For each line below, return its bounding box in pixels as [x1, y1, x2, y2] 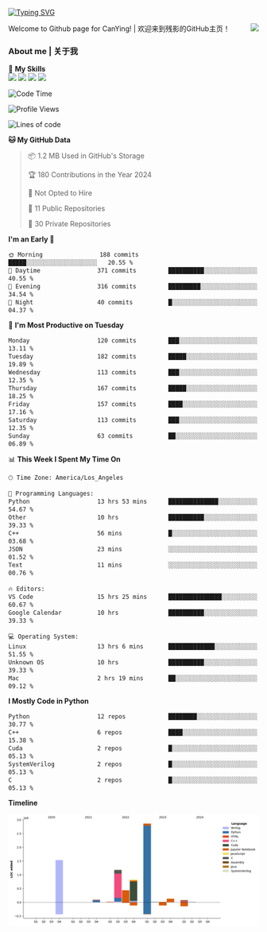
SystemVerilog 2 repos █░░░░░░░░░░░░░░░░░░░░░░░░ [8, 760, 258, 768]
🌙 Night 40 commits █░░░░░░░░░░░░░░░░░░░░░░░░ [8, 299, 258, 307]
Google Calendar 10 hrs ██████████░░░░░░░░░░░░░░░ [8, 609, 258, 617]
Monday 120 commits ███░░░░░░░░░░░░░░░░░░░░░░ [8, 337, 258, 345]
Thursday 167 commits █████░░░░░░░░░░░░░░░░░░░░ [8, 385, 258, 393]
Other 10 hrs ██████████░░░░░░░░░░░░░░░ [8, 513, 258, 522]
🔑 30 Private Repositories [27, 219, 111, 229]
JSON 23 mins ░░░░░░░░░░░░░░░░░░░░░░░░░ [8, 545, 258, 554]
